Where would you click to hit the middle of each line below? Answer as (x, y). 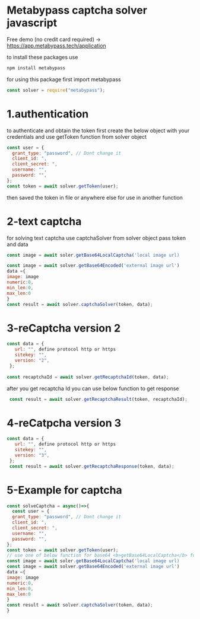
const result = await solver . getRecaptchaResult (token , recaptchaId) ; (98, 399)
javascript (32, 23)
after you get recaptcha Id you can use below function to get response (93, 388)
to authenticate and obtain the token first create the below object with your (98, 130)
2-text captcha (44, 221)
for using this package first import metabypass (64, 79)
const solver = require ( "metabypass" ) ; (56, 90)
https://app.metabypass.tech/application (56, 46)
